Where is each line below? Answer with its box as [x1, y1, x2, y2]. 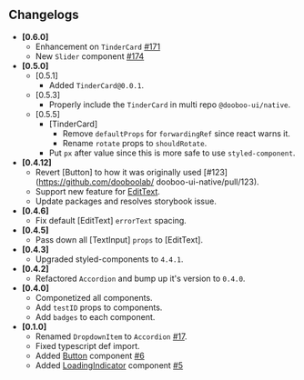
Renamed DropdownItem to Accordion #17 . [35, 331, 187, 342]
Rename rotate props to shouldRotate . [62, 137, 208, 148]
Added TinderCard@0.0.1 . [48, 79, 145, 90]
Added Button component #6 [35, 350, 145, 361]
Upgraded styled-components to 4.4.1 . [35, 254, 184, 265]
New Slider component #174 [35, 50, 145, 62]
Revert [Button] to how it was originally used [35, 166, 202, 177]
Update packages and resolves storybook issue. [35, 195, 218, 206]
